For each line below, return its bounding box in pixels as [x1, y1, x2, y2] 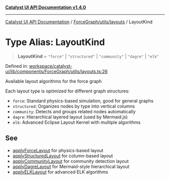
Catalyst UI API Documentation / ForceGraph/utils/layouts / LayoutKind [5, 19, 153, 25]
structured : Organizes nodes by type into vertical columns [12, 103, 135, 109]
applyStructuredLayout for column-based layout [12, 153, 113, 159]
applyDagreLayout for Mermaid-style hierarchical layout [12, 163, 130, 169]
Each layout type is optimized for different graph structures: [5, 88, 130, 94]
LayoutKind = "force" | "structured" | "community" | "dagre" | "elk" [17, 53, 159, 59]
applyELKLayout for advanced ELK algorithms [12, 169, 108, 175]
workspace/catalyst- [29, 63, 72, 69]
